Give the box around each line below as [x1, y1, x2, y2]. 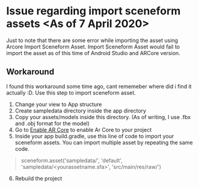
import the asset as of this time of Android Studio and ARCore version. [6, 49, 180, 56]
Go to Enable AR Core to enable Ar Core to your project [14, 126, 152, 133]
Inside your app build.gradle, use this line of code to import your [14, 132, 174, 140]
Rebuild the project [14, 175, 62, 182]
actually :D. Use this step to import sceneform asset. [6, 89, 136, 96]
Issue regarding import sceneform [6, 4, 181, 18]
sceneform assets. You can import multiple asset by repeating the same [14, 139, 194, 146]
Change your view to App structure [14, 101, 102, 108]
